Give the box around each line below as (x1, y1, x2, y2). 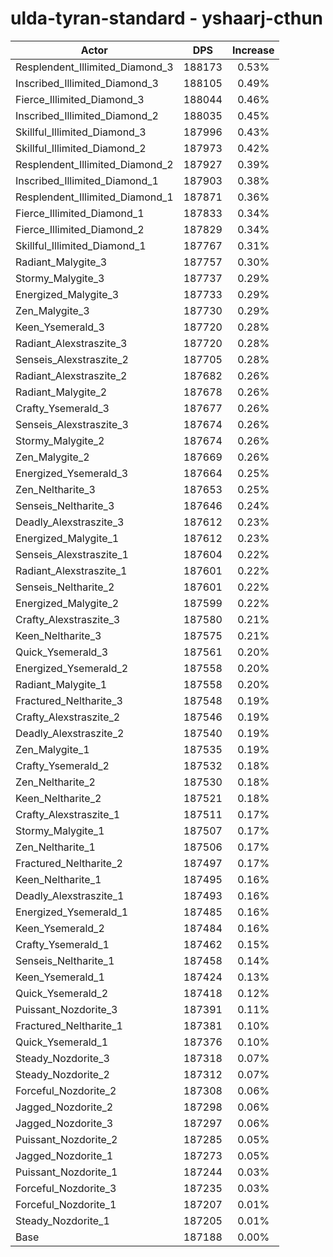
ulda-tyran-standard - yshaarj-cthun (10, 7, 324, 30)
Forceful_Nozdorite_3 (15, 1181, 117, 1195)
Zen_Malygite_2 (15, 450, 90, 464)
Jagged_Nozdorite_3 (15, 1116, 114, 1130)
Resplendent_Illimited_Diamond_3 (15, 60, 174, 74)
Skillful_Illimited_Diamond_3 (15, 125, 147, 139)
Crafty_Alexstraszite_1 (15, 807, 121, 821)
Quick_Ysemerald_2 (15, 986, 109, 1000)
